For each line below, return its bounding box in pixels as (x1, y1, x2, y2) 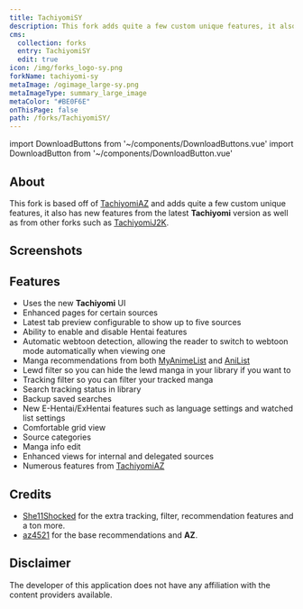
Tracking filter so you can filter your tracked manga (22, 375, 214, 386)
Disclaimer (9, 556, 71, 571)
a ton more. (22, 520, 66, 531)
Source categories (22, 432, 92, 442)
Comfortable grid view (22, 423, 106, 433)
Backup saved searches (22, 394, 113, 404)
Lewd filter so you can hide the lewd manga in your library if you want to (22, 365, 291, 376)
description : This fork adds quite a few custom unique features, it (9, 22, 277, 31)
